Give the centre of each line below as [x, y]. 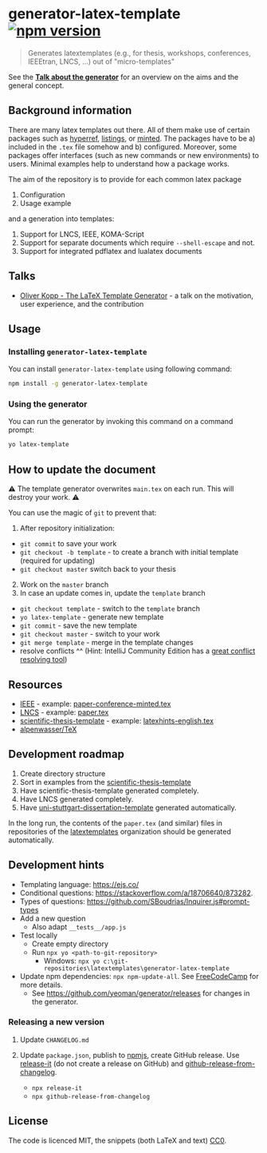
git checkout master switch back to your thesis [98, 569]
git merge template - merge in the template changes [106, 643]
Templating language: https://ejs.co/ [79, 884]
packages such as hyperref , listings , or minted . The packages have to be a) [132, 138]
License [28, 1121]
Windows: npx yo [72, 961]
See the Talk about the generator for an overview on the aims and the [124, 77]
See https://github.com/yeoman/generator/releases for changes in [141, 993]
